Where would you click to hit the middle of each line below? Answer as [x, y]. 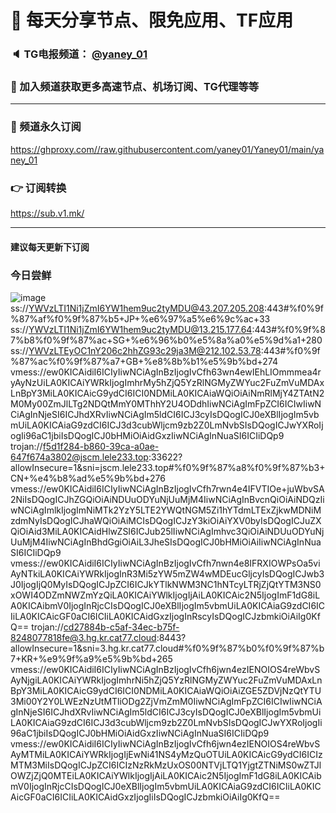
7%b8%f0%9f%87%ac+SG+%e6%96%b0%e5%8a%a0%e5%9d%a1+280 [166, 340]
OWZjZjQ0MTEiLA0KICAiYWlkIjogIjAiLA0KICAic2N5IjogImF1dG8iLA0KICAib [166, 775]
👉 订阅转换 [38, 188]
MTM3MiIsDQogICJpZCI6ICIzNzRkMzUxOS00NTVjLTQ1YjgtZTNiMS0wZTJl [166, 765]
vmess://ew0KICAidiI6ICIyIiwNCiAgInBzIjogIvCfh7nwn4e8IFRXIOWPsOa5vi [165, 563]
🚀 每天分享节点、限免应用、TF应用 [152, 20]
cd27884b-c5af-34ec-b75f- [121, 627]
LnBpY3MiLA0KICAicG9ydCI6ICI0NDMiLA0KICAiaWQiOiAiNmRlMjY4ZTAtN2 [167, 393]
